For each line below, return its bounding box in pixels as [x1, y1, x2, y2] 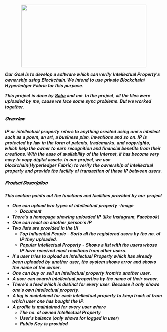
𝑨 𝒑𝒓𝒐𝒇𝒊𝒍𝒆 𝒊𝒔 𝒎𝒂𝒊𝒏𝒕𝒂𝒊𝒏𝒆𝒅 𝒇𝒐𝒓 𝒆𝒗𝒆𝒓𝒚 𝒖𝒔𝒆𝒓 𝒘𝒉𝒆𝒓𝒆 [12, 304, 106, 310]
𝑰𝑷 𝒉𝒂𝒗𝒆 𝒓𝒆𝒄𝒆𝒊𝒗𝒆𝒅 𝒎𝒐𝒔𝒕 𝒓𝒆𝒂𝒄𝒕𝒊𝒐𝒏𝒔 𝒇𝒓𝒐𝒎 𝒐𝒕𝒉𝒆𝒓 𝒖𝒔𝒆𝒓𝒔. [19, 247, 126, 253]
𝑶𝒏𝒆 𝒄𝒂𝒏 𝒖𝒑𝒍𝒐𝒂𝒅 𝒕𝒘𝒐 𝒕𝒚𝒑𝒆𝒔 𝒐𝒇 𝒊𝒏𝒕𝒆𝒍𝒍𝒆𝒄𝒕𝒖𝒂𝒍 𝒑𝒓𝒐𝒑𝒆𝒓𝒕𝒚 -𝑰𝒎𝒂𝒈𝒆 [12, 202, 134, 208]
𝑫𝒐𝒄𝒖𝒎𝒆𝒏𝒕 [19, 208, 42, 214]
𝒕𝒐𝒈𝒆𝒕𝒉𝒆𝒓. [5, 104, 25, 110]
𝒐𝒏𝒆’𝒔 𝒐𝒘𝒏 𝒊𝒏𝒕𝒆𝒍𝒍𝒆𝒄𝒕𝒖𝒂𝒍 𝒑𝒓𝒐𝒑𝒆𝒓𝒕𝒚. [12, 287, 80, 293]
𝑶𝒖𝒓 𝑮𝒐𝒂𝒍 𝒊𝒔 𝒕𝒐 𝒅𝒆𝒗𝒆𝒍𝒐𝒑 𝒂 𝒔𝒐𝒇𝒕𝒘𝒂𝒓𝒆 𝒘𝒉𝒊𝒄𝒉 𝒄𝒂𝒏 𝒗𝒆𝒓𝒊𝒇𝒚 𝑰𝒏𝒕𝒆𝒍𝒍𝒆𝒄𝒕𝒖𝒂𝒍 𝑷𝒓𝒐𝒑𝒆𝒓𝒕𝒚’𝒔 [5, 71, 160, 77]
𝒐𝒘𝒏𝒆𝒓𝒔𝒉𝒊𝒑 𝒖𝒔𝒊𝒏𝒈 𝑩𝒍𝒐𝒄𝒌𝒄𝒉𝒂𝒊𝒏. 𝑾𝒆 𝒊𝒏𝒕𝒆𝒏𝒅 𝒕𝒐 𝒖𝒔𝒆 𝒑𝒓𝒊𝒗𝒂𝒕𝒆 [5, 77, 119, 83]
